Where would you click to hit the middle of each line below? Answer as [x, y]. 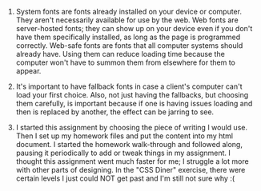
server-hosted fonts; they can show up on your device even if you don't [134, 28]
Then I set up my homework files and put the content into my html [124, 136]
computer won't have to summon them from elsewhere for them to [126, 62]
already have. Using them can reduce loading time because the [120, 54]
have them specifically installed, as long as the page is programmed [128, 37]
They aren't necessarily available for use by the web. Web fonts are [127, 20]
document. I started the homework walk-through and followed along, [129, 144]
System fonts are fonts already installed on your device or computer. [129, 12]
